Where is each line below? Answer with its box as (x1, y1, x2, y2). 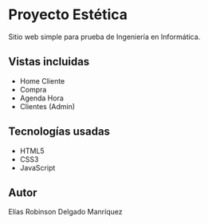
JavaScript (19, 163, 56, 172)
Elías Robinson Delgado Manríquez (8, 207, 123, 217)
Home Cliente (19, 76, 65, 85)
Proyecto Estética (8, 6, 128, 24)
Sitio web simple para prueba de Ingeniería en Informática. (8, 32, 201, 41)
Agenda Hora (19, 93, 64, 103)
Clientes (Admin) (19, 101, 76, 111)
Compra (19, 84, 47, 94)
